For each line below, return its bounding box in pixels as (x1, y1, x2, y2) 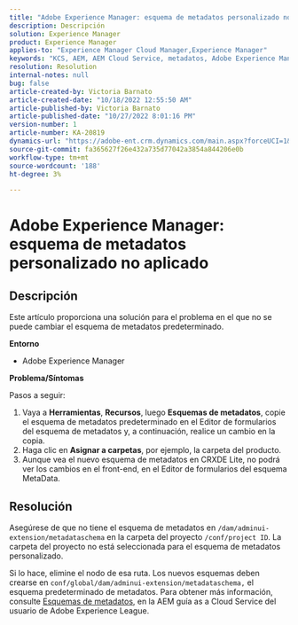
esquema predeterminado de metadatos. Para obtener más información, (9, 587, 273, 598)
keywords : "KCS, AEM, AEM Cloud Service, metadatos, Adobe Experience (9, 54, 276, 63)
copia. (21, 435, 46, 446)
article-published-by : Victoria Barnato (9, 104, 161, 113)
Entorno (9, 339, 40, 349)
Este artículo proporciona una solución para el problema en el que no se (9, 312, 272, 323)
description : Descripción (9, 21, 105, 30)
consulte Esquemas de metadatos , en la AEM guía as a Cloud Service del (9, 596, 277, 607)
